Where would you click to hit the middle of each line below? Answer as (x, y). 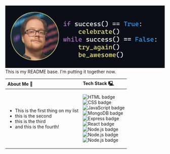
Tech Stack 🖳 (98, 83)
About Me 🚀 (20, 84)
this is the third (30, 121)
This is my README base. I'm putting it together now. (61, 72)
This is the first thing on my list (47, 110)
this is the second (33, 116)
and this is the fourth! (37, 127)
